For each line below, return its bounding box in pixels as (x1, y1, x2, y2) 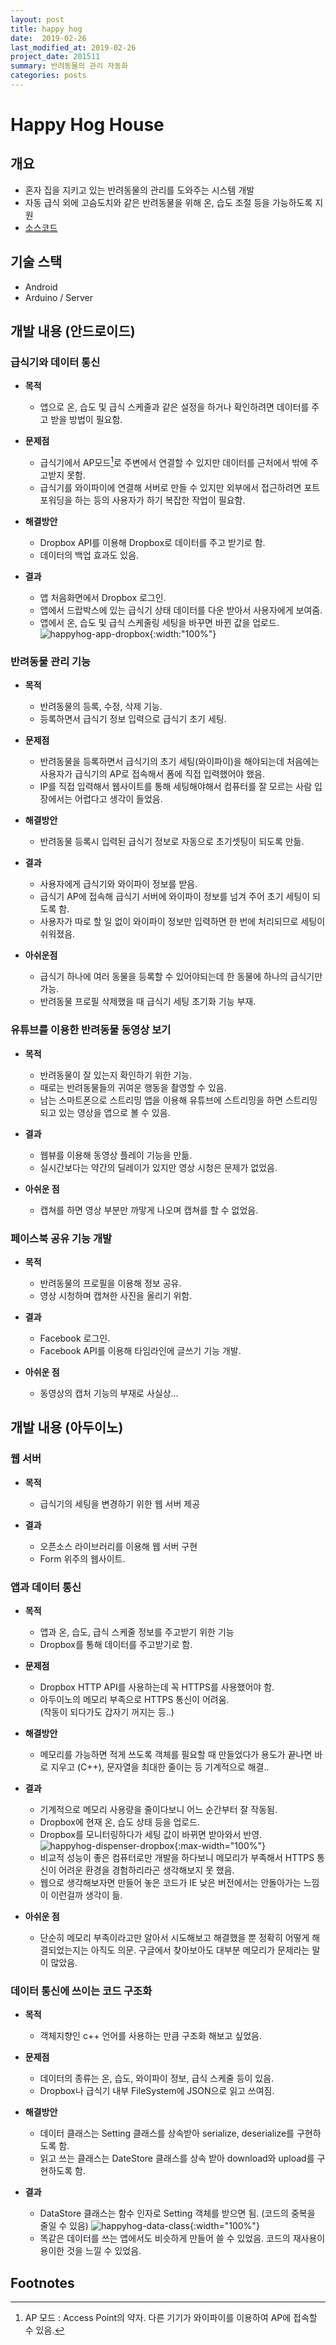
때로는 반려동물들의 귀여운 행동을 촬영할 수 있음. (39, 1081, 227, 1093)
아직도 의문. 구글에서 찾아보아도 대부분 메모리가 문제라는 (90, 1944, 310, 1956)
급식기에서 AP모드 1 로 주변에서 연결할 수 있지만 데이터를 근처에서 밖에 (39, 455, 308, 469)
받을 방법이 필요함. (50, 414, 123, 426)
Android (24, 281, 58, 293)
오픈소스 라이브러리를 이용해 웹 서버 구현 (39, 1540, 198, 1552)
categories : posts (10, 71, 87, 81)
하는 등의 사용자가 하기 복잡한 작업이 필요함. (74, 494, 246, 506)
